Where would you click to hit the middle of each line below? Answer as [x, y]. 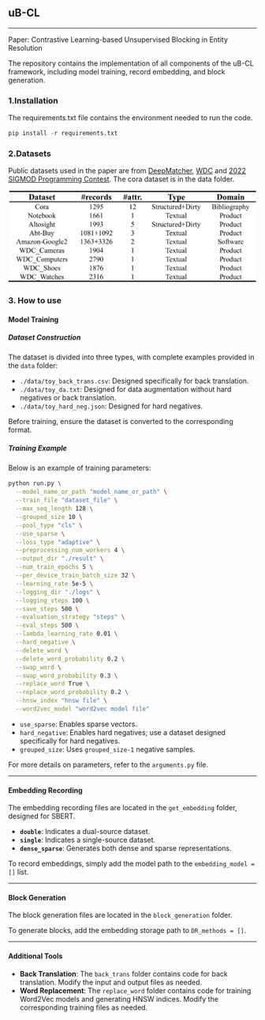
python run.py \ [35, 483]
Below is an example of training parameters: [80, 468]
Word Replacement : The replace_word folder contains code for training [135, 990]
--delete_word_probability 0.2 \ [70, 659]
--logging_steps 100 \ [52, 601]
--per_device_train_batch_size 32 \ [75, 576]
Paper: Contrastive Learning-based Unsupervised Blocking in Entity [118, 40]
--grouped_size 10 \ [49, 517]
